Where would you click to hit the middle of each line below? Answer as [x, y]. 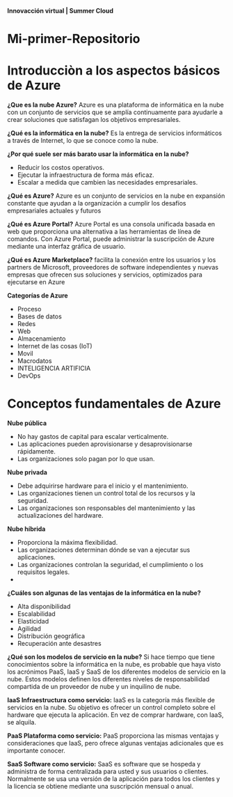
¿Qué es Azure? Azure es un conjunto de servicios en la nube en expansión [116, 196]
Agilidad [29, 629]
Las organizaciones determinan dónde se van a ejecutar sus [104, 550]
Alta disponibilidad [44, 607]
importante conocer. [37, 751]
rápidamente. [36, 451]
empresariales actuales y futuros [54, 211]
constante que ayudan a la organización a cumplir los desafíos [97, 203]
